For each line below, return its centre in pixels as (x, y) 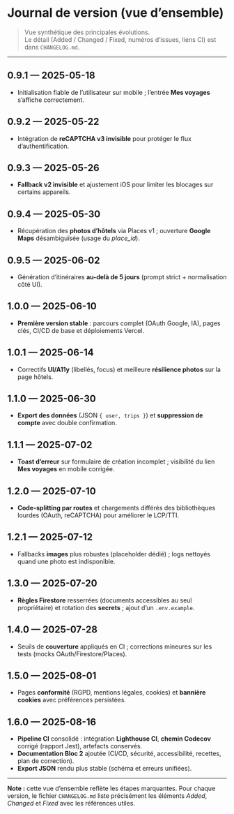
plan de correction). (46, 761)
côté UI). (30, 284)
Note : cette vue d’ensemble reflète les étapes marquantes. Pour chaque (111, 789)
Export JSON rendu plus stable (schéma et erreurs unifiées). (104, 769)
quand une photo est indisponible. (66, 561)
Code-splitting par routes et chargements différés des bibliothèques (116, 508)
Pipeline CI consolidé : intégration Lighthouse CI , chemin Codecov (114, 739)
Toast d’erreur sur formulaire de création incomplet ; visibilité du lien (116, 461)
